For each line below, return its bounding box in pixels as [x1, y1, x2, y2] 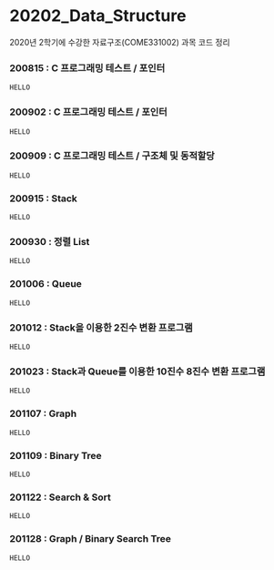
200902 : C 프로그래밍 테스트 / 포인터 [9, 106, 168, 118]
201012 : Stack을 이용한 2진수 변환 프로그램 [9, 321, 193, 333]
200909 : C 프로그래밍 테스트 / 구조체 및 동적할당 [9, 149, 216, 162]
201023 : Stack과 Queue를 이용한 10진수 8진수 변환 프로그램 [9, 365, 266, 378]
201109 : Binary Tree [9, 449, 102, 462]
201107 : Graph [9, 407, 77, 420]
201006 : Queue [9, 278, 82, 290]
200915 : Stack [9, 192, 77, 205]
